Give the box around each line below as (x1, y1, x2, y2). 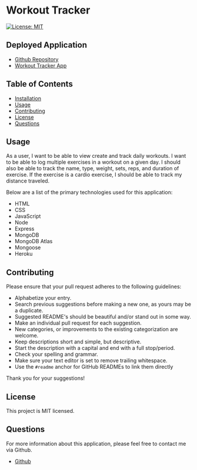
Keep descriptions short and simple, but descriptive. (14, 338, 142, 345)
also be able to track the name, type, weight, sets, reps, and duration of (6, 165, 179, 172)
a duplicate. (14, 307, 44, 314)
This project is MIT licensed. (6, 408, 75, 414)
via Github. (6, 446, 32, 454)
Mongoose (14, 244, 41, 251)
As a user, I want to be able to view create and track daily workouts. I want (6, 153, 186, 160)
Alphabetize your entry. (14, 294, 72, 302)
